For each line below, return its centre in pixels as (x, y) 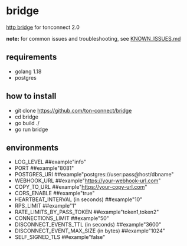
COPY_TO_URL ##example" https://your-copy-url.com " (81, 187)
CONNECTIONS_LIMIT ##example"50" (62, 218)
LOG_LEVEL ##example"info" (50, 162)
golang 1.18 (28, 71)
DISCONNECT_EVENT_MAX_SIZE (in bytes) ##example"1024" (90, 231)
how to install (31, 96)
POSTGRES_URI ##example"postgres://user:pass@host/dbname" (94, 175)
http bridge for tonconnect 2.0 (43, 27)
